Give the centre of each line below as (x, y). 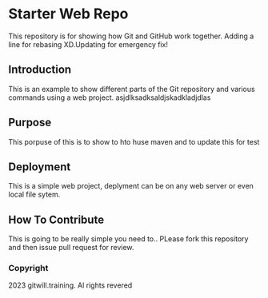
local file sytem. (34, 195)
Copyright (28, 268)
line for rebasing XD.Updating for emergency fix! (88, 44)
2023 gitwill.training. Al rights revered (70, 285)
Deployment (40, 167)
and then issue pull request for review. (71, 248)
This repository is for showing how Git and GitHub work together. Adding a (131, 36)
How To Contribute (56, 219)
